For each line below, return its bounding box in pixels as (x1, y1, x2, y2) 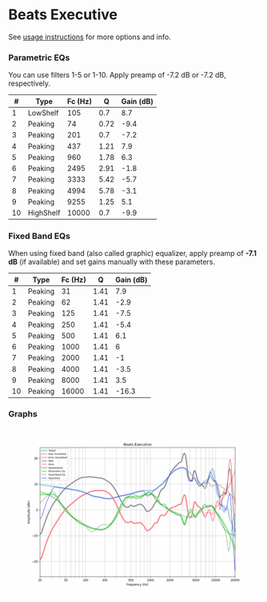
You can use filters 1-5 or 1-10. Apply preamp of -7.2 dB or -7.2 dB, (8, 70, 226, 80)
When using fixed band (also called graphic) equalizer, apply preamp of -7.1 (8, 249, 257, 258)
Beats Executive (8, 6, 118, 24)
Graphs (8, 409, 38, 420)
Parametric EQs (8, 52, 70, 63)
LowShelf (27, 108, 59, 118)
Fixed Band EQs (8, 230, 70, 241)
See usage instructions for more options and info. (8, 32, 172, 42)
